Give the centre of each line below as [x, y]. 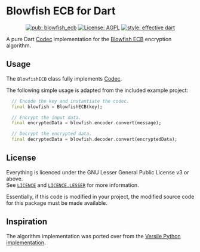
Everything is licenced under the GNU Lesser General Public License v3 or [98, 172]
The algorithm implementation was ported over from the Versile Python [93, 236]
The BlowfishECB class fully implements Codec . [64, 78]
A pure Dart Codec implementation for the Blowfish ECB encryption [89, 39]
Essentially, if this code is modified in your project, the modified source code [100, 196]
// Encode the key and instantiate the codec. [70, 101]
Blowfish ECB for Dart [61, 11]
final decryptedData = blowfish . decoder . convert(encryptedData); [95, 139]
